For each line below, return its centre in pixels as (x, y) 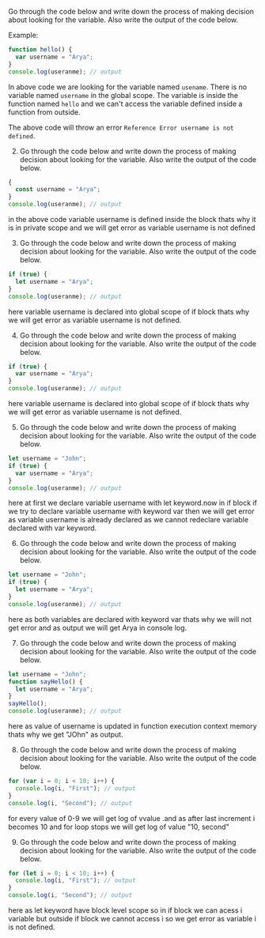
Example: (23, 35)
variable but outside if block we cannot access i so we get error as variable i (132, 919)
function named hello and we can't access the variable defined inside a (125, 104)
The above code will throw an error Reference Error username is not (121, 127)
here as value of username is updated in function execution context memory (132, 726)
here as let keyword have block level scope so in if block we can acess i (125, 910)
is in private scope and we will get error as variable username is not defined (132, 228)
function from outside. (44, 112)
